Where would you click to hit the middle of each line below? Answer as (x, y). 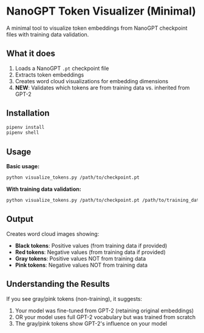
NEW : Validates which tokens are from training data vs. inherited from (102, 88)
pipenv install (25, 127)
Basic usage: (23, 166)
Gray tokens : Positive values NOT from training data (80, 258)
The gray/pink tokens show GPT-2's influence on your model (91, 323)
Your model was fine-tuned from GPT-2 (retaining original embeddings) (104, 311)
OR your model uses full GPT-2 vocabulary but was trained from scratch (105, 317)
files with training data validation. (48, 34)
